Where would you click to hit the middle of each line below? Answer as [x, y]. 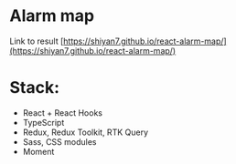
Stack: [35, 88]
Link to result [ [37, 41]
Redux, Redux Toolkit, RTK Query [86, 132]
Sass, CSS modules [59, 141]
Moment [38, 151]
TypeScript [43, 122]
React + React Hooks [63, 113]
